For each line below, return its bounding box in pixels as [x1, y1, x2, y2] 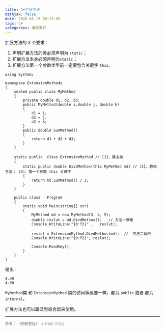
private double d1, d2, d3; [23, 98, 80, 103]
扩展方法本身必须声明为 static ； [12, 56, 78, 62]
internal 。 [5, 296, 27, 302]
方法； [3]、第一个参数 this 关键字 [5, 169, 71, 174]
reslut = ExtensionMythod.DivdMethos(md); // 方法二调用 [31, 231, 151, 236]
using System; [5, 72, 34, 77]
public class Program [14, 195, 63, 200]
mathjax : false [5, 12, 36, 17]
